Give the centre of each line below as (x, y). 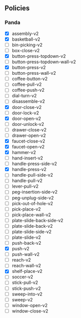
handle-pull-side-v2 (32, 175)
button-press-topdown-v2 (39, 56)
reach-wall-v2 (26, 266)
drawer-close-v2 (29, 129)
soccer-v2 (22, 277)
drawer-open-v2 (29, 135)
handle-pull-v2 (27, 181)
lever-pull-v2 (25, 186)
